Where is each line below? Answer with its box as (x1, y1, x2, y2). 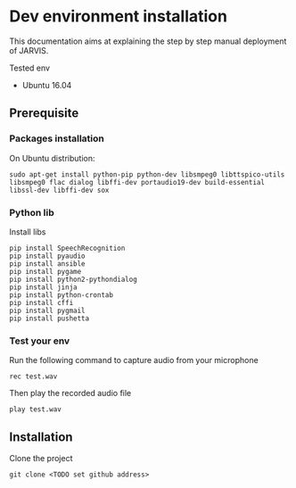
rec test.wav (9, 372, 58, 381)
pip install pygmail (9, 306, 86, 315)
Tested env (9, 62, 51, 73)
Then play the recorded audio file (9, 388, 132, 399)
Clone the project (9, 453, 73, 464)
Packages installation (9, 132, 104, 145)
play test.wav (9, 405, 62, 414)
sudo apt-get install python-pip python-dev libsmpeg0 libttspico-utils (9, 170, 285, 179)
